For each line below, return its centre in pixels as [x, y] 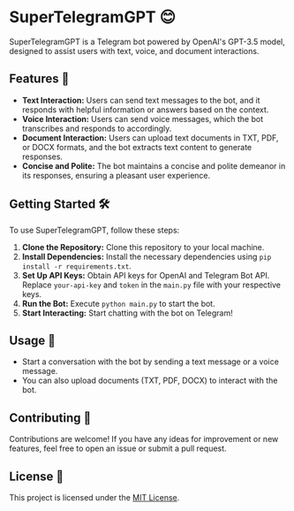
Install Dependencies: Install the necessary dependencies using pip [147, 256]
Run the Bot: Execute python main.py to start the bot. [118, 303]
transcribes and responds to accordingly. [97, 128]
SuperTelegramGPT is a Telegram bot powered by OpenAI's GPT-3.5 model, [147, 42]
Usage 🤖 [32, 340]
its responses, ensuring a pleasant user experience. [116, 175]
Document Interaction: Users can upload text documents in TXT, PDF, [150, 137]
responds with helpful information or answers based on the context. [145, 110]
